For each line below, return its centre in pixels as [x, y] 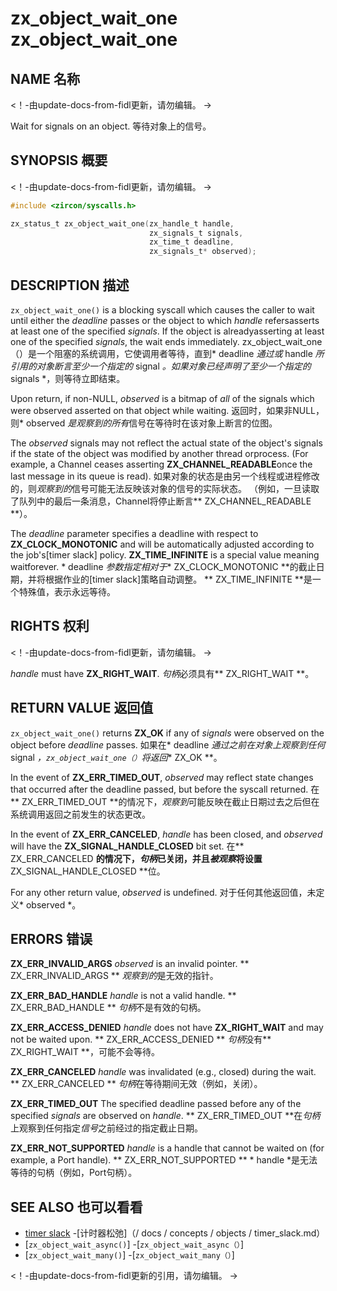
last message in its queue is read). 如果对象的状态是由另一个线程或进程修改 [165, 476]
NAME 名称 [45, 78]
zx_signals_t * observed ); [202, 252]
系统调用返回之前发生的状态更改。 [80, 814]
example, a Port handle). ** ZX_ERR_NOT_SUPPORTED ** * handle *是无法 [164, 1160]
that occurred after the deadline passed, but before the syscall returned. [159, 789]
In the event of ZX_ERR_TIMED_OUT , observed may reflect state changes [162, 777]
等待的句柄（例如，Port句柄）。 [74, 1173]
